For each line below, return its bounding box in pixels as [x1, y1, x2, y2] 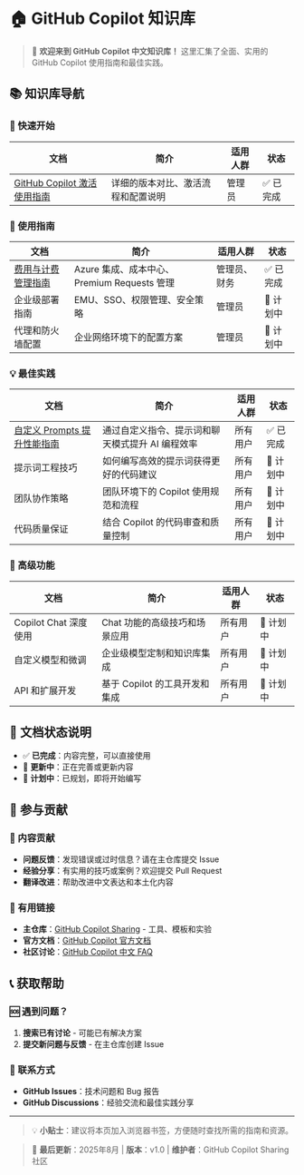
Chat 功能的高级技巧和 [100, 616, 197, 629]
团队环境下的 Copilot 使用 [102, 485, 211, 498]
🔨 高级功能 [9, 559, 56, 572]
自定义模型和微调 [14, 653, 88, 666]
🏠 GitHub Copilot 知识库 [9, 8, 196, 29]
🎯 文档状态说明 [9, 724, 92, 739]
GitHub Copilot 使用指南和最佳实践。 [31, 56, 169, 68]
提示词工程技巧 [14, 462, 79, 475]
